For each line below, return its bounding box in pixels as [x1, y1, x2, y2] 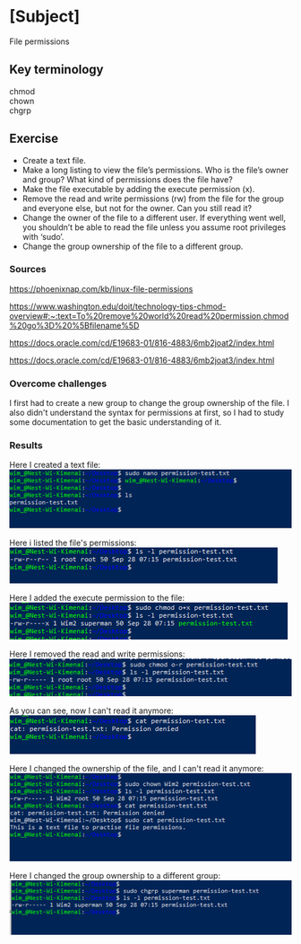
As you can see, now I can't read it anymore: [9, 705, 174, 716]
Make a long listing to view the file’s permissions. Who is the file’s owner [21, 164, 289, 175]
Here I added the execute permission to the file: [9, 592, 185, 603]
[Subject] [9, 6, 81, 27]
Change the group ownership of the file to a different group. [21, 241, 244, 251]
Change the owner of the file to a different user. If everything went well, [21, 212, 287, 223]
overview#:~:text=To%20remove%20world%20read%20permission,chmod [9, 310, 289, 321]
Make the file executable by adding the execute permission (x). [21, 183, 255, 194]
